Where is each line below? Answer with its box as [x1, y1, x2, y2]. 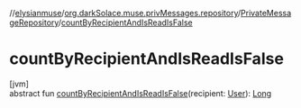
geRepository [9, 17, 59, 28]
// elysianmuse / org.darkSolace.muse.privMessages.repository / [9, 8, 242, 18]
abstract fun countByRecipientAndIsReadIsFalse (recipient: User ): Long [9, 87, 272, 98]
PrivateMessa [240, 8, 292, 18]
